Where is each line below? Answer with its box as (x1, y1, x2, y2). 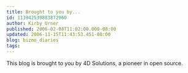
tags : (6, 43, 20, 49)
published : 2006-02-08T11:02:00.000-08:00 (6, 26, 116, 32)
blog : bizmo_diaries (6, 37, 59, 43)
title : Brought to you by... (6, 9, 81, 15)
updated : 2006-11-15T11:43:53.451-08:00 (6, 32, 111, 38)
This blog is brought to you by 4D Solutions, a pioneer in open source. (6, 59, 183, 67)
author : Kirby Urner (6, 20, 59, 26)
